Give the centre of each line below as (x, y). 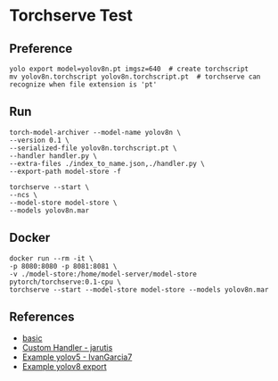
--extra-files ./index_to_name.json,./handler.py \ (107, 163)
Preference (41, 49)
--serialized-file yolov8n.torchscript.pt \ (93, 148)
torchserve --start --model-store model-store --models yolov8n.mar (139, 290)
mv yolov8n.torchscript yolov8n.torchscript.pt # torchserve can (135, 77)
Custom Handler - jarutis (67, 348)
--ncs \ (24, 195)
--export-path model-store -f (65, 171)
